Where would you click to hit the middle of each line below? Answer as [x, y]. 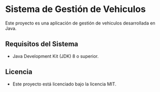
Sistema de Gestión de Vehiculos [75, 9]
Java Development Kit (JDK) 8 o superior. [56, 56]
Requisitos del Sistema [42, 44]
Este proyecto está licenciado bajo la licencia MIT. [64, 84]
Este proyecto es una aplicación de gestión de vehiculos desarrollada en [80, 23]
